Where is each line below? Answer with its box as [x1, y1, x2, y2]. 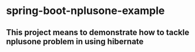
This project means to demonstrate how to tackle [6, 27, 190, 37]
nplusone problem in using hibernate [6, 36, 144, 46]
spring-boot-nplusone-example [6, 4, 165, 18]
